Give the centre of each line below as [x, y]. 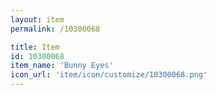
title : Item [35, 47]
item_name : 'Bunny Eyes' [62, 66]
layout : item [37, 19]
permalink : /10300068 [55, 29]
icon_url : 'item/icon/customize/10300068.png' [109, 75]
